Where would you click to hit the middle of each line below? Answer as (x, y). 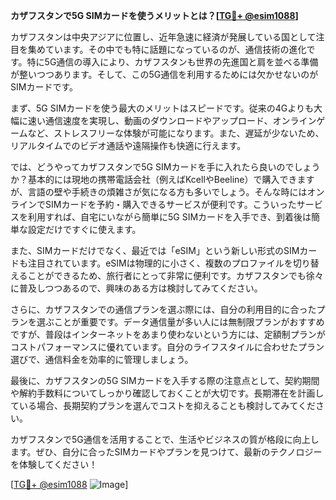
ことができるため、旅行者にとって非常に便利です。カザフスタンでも (167, 275)
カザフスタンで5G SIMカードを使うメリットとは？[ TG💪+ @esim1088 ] (154, 15)
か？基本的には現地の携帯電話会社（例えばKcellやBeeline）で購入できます (162, 179)
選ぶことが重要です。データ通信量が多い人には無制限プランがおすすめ (180, 322)
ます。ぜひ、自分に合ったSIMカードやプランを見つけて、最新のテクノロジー (166, 452)
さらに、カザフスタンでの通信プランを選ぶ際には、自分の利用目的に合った (163, 309)
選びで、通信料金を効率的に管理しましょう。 (102, 359)
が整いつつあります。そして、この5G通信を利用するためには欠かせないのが (164, 74)
